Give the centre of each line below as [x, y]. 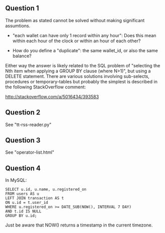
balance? [22, 56]
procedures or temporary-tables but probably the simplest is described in [81, 81]
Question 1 [22, 8]
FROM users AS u [22, 194]
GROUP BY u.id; [21, 216]
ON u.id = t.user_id [27, 203]
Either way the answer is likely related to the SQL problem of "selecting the [83, 65]
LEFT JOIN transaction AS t [35, 198]
